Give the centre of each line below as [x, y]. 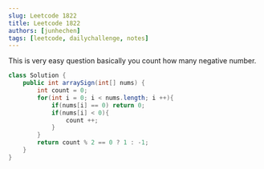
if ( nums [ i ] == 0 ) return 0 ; [98, 105]
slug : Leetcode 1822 [43, 16]
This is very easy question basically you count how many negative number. [132, 61]
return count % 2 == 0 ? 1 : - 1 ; [93, 143]
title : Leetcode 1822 [45, 23]
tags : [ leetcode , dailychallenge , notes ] [79, 38]
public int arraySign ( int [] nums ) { [84, 83]
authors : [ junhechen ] [45, 30]
